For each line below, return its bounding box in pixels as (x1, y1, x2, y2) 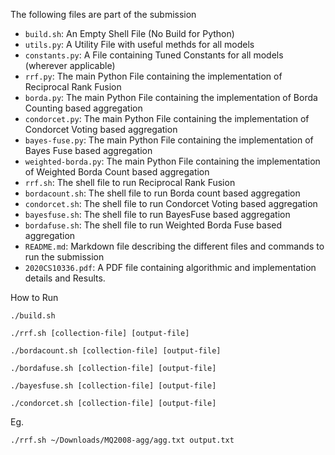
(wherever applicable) (24, 60, 116, 71)
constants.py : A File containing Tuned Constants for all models (24, 49, 284, 61)
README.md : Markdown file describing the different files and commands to (24, 240, 325, 252)
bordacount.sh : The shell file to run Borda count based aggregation (24, 187, 301, 199)
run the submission (24, 251, 105, 263)
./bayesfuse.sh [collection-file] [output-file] (10, 381, 217, 391)
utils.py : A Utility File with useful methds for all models (24, 39, 255, 50)
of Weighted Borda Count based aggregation (24, 166, 210, 178)
